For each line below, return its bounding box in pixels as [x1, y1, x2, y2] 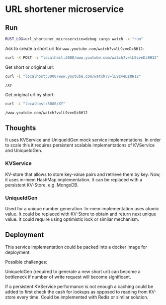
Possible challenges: [5, 259, 48, 265]
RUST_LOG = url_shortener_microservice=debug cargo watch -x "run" [5, 36, 143, 41]
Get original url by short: [5, 91, 55, 98]
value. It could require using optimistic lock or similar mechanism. [5, 216, 139, 222]
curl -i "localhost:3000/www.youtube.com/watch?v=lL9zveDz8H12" [5, 74, 141, 79]
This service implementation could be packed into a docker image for [5, 244, 148, 250]
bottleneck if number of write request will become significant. [5, 274, 131, 280]
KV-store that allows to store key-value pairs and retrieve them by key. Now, [5, 171, 161, 177]
